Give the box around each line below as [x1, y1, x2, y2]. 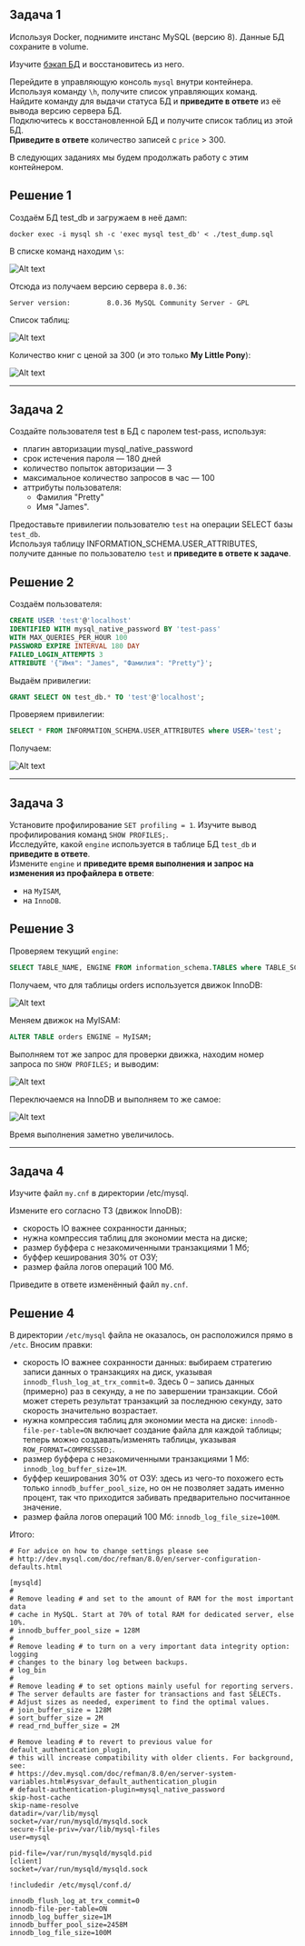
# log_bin [9, 1666, 47, 1675]
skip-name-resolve [9, 1801, 79, 1811]
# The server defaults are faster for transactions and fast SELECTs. [9, 1690, 282, 1699]
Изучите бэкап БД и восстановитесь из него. [9, 58, 185, 69]
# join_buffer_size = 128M [9, 1706, 112, 1715]
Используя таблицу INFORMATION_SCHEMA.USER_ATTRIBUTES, [9, 538, 259, 549]
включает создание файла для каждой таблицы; [93, 1424, 282, 1435]
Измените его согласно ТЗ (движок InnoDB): [9, 1205, 183, 1216]
